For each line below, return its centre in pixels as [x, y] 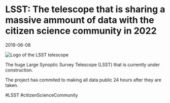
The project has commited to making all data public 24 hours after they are [83, 80]
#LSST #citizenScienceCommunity [42, 95]
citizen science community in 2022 [81, 31]
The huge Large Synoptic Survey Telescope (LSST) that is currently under [82, 64]
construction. [19, 70]
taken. [12, 85]
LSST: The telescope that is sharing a [85, 9]
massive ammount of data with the [80, 20]
